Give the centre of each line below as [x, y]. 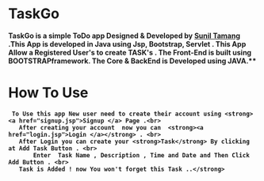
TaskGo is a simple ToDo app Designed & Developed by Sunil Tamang [124, 36]
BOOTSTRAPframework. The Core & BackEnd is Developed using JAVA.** [132, 61]
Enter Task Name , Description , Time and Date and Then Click [141, 155]
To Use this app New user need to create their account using [117, 114]
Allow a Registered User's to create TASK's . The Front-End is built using [130, 52]
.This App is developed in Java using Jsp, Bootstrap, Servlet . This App [127, 43]
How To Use [48, 93]
